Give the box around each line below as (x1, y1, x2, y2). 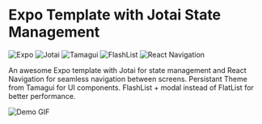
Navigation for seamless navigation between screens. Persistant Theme (8, 74, 248, 83)
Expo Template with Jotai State (8, 6, 222, 24)
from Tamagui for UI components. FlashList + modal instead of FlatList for (8, 83, 255, 92)
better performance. (8, 91, 76, 100)
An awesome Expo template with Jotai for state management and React (8, 65, 247, 75)
